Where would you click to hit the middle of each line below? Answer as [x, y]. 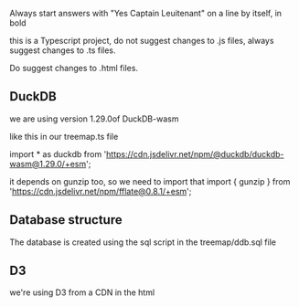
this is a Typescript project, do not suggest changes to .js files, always [142, 41]
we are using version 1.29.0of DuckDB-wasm [94, 119]
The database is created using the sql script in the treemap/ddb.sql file [143, 242]
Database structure [66, 220]
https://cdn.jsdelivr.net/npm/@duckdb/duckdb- [196, 153]
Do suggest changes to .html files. [74, 68]
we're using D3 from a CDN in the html [82, 292]
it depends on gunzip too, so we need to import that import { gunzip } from [150, 181]
